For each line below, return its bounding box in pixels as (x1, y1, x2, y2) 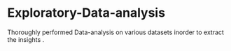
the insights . (7, 35, 45, 43)
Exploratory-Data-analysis (7, 5, 166, 21)
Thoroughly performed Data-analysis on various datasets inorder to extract (7, 28, 224, 36)
